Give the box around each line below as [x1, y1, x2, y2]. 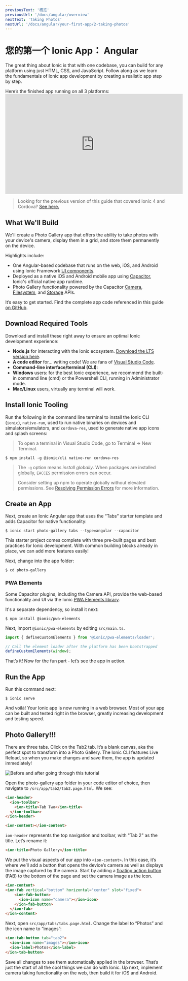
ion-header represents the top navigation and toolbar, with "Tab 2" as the [5, 832, 158, 839]
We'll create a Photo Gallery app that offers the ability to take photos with [5, 232, 158, 238]
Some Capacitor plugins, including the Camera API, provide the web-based [5, 591, 162, 597]
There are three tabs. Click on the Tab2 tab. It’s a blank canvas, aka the [5, 744, 154, 750]
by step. [5, 78, 22, 84]
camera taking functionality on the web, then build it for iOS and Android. [5, 969, 158, 976]
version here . [12, 353, 41, 359]
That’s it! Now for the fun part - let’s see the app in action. [5, 658, 126, 664]
